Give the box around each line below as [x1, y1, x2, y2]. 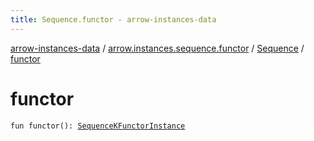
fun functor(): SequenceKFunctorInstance [10, 121, 186, 131]
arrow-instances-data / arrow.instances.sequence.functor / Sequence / [10, 42, 305, 54]
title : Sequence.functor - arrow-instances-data [10, 14, 217, 25]
